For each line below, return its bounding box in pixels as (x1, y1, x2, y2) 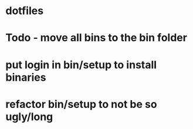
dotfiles (5, 4, 44, 18)
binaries (5, 71, 46, 84)
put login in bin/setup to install (5, 58, 157, 71)
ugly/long (5, 110, 53, 123)
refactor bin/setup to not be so (5, 97, 157, 111)
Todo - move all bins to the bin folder (5, 31, 187, 45)
